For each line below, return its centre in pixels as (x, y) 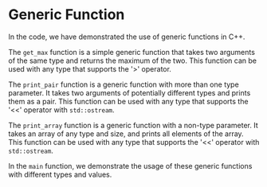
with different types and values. (60, 174)
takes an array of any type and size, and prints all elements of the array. (126, 134)
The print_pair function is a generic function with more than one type (124, 84)
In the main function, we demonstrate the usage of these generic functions (130, 166)
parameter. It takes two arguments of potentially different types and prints (130, 92)
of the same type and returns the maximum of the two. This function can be (133, 60)
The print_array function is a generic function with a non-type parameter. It (133, 125)
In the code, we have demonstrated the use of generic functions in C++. (127, 37)
